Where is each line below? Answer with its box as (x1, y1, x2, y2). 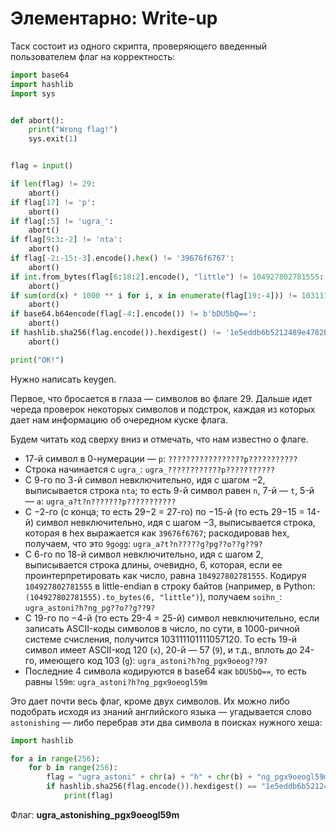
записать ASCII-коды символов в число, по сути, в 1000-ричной (24, 622, 300, 634)
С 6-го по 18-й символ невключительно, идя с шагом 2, (24, 548, 264, 560)
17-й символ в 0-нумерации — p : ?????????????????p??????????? (24, 452, 298, 464)
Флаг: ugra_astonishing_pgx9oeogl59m (10, 808, 180, 821)
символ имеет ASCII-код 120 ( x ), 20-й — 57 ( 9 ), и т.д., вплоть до (24, 643, 298, 656)
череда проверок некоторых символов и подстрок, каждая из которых (10, 403, 316, 415)
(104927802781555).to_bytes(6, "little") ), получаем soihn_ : (24, 590, 283, 602)
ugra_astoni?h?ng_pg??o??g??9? (24, 603, 156, 613)
